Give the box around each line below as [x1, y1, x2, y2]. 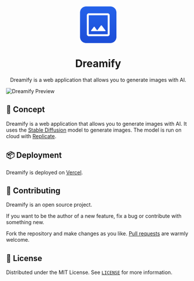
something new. [6, 219, 44, 226]
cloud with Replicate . [6, 132, 57, 139]
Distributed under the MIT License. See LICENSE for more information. [6, 269, 172, 276]
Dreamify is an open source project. [6, 201, 92, 208]
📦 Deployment [6, 150, 63, 160]
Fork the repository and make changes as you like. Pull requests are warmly [6, 230, 189, 237]
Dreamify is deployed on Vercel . [6, 169, 84, 176]
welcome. [6, 237, 30, 244]
